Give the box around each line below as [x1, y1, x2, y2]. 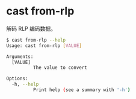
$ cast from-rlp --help [6, 37, 66, 43]
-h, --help [11, 81, 39, 88]
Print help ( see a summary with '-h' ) [32, 87, 131, 93]
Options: [6, 75, 28, 82]
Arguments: [6, 53, 34, 60]
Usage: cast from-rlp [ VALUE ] [6, 42, 82, 49]
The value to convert [32, 65, 87, 71]
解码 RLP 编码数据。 [6, 25, 56, 32]
